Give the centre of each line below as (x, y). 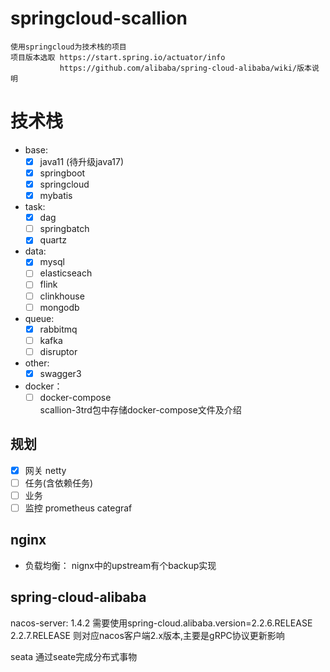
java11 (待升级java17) (82, 161)
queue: (39, 318)
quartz (53, 240)
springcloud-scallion (99, 18)
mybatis (56, 196)
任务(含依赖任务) (58, 483)
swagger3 (60, 373)
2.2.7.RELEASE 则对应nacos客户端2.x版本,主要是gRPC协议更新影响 (147, 635)
